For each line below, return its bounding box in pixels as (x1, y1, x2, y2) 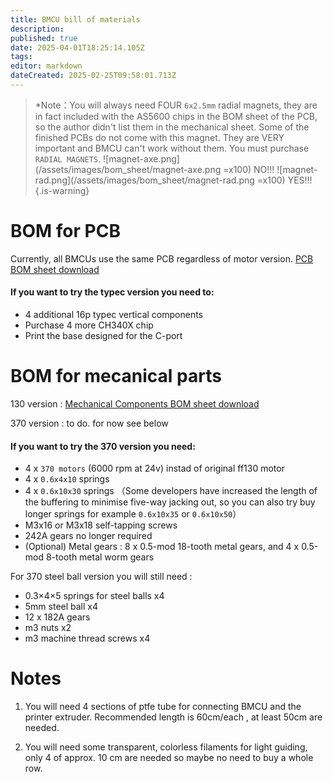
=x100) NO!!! (223, 163, 275, 175)
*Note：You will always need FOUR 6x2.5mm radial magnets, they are (34, 99, 318, 111)
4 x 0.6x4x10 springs (24, 473, 110, 485)
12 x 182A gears (24, 611, 91, 623)
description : (10, 24, 65, 34)
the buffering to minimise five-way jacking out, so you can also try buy (24, 496, 316, 508)
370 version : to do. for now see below (10, 417, 169, 429)
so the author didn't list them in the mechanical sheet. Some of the (34, 121, 310, 133)
